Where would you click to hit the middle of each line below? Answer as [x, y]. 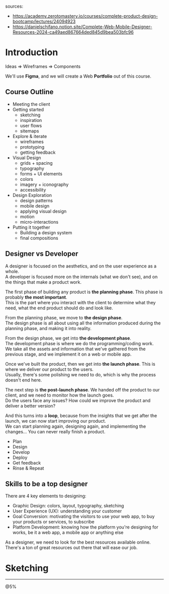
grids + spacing [36, 163]
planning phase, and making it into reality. [48, 328]
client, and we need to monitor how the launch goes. [60, 395]
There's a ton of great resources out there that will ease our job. [71, 548]
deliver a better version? [30, 406]
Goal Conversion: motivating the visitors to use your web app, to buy [83, 516]
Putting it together [31, 227]
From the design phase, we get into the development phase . [68, 338]
